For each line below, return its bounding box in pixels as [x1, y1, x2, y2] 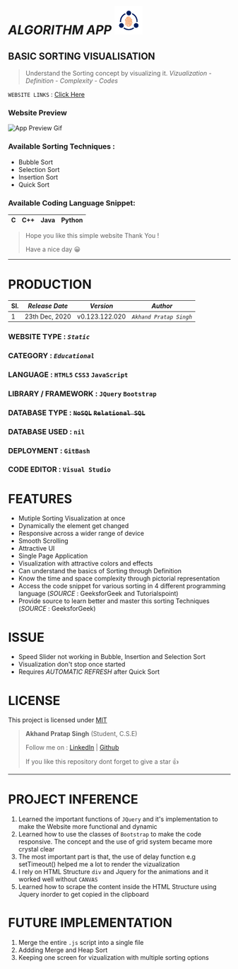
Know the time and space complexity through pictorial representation [18, 574, 220, 583]
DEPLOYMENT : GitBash [8, 445, 90, 455]
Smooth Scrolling [18, 537, 69, 545]
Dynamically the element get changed [18, 522, 129, 530]
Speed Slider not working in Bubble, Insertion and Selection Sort [18, 653, 206, 661]
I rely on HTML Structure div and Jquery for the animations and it [18, 868, 209, 876]
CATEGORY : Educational [8, 350, 95, 360]
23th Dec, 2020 [24, 312, 71, 321]
